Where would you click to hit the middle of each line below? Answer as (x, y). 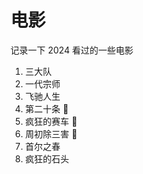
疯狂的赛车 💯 (51, 121)
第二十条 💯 (46, 108)
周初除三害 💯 (51, 133)
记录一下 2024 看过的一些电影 (72, 50)
